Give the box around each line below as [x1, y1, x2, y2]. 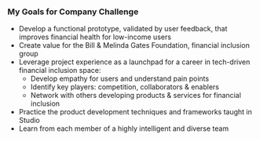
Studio [18, 116, 40, 125]
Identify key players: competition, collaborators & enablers [30, 82, 219, 92]
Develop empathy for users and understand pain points [30, 74, 210, 84]
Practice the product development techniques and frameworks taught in [18, 107, 252, 117]
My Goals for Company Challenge [7, 6, 139, 17]
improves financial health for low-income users [18, 32, 172, 42]
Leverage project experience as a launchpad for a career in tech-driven [18, 57, 251, 67]
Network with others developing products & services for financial [30, 91, 241, 100]
